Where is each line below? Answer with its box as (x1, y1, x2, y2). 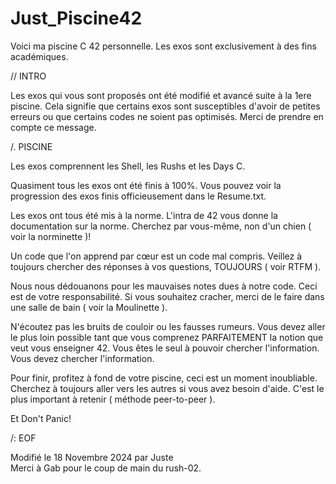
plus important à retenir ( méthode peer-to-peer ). (10, 393, 216, 405)
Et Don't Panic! (10, 412, 72, 424)
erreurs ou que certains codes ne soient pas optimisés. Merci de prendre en (10, 110, 324, 122)
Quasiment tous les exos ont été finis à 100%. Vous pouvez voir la (10, 179, 282, 191)
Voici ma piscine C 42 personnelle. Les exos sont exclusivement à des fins (10, 40, 317, 52)
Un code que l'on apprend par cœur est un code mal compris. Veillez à (10, 250, 303, 262)
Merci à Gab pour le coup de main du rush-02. (10, 462, 202, 474)
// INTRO (10, 70, 47, 82)
